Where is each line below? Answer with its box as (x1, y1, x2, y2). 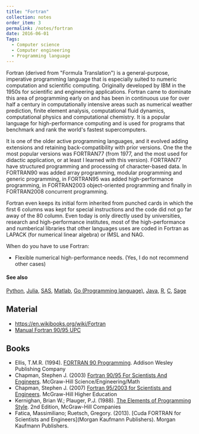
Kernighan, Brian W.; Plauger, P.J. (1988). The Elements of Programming (14, 397, 191, 404)
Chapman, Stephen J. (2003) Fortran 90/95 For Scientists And (14, 372, 168, 379)
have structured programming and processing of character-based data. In (6, 163, 187, 170)
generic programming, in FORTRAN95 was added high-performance (6, 175, 173, 182)
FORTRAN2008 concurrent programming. (6, 188, 108, 195)
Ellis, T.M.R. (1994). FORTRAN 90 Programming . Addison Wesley (14, 359, 173, 366)
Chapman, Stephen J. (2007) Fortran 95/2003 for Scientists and (14, 384, 172, 392)
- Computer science (11, 42, 60, 48)
